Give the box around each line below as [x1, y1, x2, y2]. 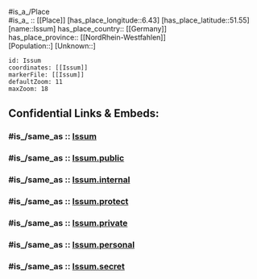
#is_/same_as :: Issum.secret [8, 260, 125, 272]
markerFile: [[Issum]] [8, 71, 85, 79]
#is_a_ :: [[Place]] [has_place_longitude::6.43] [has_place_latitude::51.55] [8, 15, 250, 25]
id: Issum [8, 56, 42, 65]
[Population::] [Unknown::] [8, 41, 97, 51]
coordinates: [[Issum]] [8, 64, 89, 72]
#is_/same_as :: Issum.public [8, 152, 125, 164]
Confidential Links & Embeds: [8, 106, 160, 120]
